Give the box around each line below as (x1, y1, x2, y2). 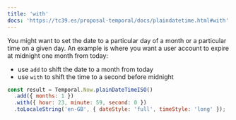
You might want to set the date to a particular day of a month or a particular (7, 36, 227, 44)
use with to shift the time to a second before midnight (17, 72, 175, 81)
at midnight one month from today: (7, 51, 108, 60)
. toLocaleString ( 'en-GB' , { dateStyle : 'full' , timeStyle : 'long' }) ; (13, 106, 226, 113)
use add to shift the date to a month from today (17, 65, 154, 73)
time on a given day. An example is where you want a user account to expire (7, 44, 230, 52)
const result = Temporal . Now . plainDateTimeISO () (7, 86, 153, 93)
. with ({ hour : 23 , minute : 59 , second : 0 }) (13, 100, 147, 107)
